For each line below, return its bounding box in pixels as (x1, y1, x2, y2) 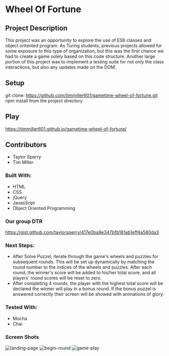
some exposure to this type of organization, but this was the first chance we (5, 48, 164, 54)
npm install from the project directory (5, 97, 83, 103)
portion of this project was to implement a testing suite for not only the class (5, 59, 164, 64)
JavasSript (12, 199, 35, 206)
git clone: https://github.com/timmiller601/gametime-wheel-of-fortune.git (5, 92, 158, 98)
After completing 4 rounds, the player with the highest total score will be (12, 280, 163, 287)
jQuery (12, 194, 27, 200)
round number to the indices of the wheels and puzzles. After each (12, 264, 152, 270)
